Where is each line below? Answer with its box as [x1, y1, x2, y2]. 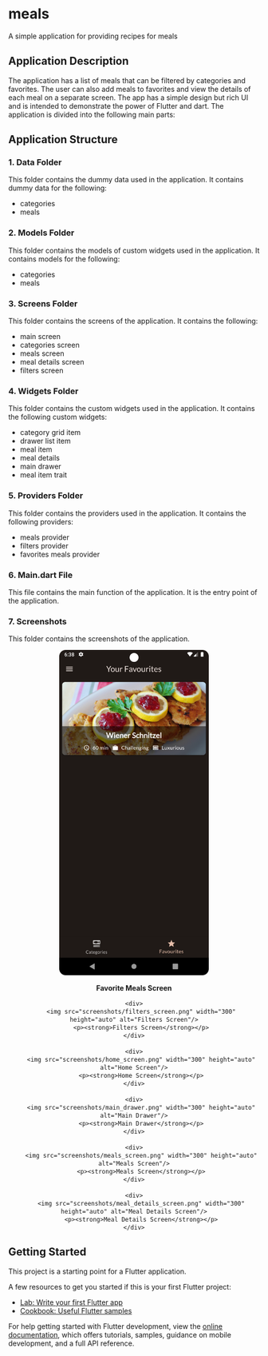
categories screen [19, 341, 80, 350]
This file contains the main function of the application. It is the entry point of [8, 587, 258, 596]
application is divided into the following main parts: [8, 110, 175, 119]
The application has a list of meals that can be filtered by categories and [8, 75, 246, 85]
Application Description [8, 54, 129, 68]
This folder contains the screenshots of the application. [8, 634, 190, 644]
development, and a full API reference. [8, 1338, 135, 1348]
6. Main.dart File [8, 569, 73, 580]
